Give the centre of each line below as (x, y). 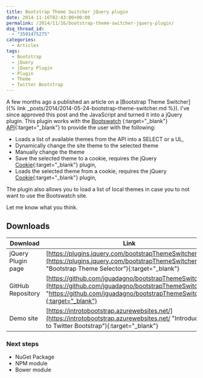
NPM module (31, 364)
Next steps (23, 344)
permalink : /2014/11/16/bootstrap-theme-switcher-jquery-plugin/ (90, 23)
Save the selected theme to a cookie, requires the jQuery (86, 158)
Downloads (28, 226)
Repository (25, 293)
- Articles (25, 46)
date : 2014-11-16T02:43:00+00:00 (48, 17)
